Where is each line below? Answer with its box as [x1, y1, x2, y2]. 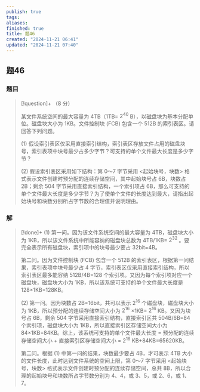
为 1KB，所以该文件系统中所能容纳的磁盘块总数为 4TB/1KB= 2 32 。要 [20, 235, 190, 243]
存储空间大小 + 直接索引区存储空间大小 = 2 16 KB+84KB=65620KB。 [20, 336, 188, 344]
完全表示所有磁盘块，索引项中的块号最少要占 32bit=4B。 [20, 244, 161, 251]
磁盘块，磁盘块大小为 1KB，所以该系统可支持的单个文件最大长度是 [20, 279, 183, 286]
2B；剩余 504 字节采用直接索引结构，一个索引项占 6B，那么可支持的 [20, 183, 190, 190]
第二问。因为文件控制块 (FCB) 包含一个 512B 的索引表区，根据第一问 [20, 257, 189, 264]
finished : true [6, 25, 44, 32]
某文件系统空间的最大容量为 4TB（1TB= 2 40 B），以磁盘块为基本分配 [20, 112, 189, 120]
